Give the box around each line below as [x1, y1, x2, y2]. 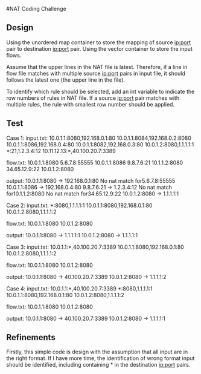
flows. [6, 51, 22, 59]
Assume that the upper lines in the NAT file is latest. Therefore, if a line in [6, 63, 188, 70]
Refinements [6, 332, 56, 343]
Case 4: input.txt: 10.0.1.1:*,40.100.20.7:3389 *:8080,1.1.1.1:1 [6, 284, 153, 292]
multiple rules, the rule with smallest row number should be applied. [6, 100, 175, 108]
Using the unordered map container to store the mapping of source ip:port [6, 39, 191, 46]
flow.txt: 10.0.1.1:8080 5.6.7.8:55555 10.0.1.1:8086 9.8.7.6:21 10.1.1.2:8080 [6, 159, 183, 166]
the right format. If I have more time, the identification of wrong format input [6, 355, 195, 362]
